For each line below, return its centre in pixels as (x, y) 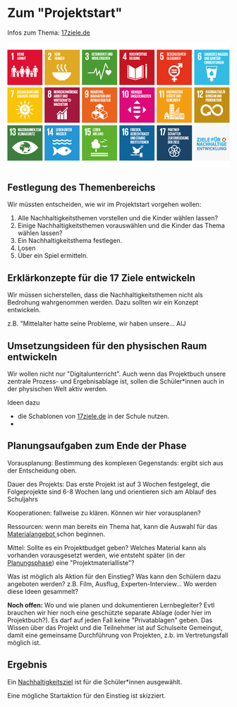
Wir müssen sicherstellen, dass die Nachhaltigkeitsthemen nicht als (105, 295)
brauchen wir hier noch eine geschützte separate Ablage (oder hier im (109, 612)
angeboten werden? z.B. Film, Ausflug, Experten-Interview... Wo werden (112, 583)
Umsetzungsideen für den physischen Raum (107, 346)
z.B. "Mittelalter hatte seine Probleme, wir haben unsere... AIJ (97, 323)
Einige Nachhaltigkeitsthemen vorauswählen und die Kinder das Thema (121, 226)
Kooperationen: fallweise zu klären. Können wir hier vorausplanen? (104, 513)
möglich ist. (24, 642)
